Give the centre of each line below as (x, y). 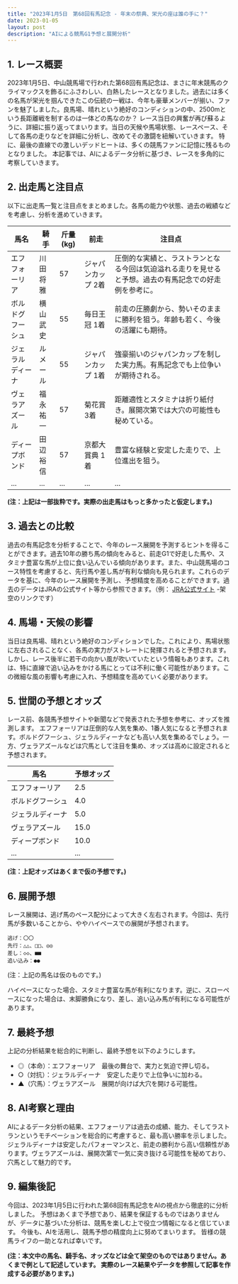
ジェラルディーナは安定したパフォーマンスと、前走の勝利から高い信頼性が (116, 1144)
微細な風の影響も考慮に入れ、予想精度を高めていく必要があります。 (112, 676)
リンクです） (38, 598)
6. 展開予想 (32, 896)
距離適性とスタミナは (150, 399)
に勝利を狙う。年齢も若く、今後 (168, 319)
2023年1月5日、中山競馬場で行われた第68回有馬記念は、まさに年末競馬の (115, 83)
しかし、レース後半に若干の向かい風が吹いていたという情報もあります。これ (119, 658)
